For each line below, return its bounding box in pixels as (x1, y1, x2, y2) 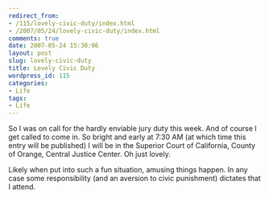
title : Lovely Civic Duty (8, 64, 95, 72)
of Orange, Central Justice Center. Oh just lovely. (8, 150, 171, 159)
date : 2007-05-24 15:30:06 (8, 42, 99, 50)
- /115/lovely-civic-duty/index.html (8, 19, 135, 27)
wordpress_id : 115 (8, 72, 70, 80)
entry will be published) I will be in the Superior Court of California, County (8, 141, 256, 151)
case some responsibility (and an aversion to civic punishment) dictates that (8, 174, 262, 184)
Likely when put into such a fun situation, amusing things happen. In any (8, 165, 248, 175)
